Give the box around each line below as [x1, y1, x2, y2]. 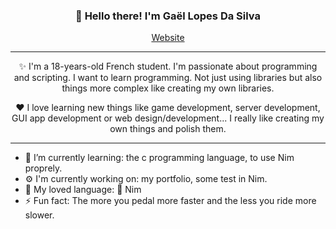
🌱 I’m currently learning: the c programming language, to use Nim [24, 152, 295, 164]
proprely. [24, 162, 63, 174]
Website [151, 32, 185, 44]
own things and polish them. [109, 123, 227, 135]
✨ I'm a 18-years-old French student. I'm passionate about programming [18, 60, 318, 73]
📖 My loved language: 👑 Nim [24, 184, 142, 196]
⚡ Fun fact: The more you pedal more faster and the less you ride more [24, 195, 317, 207]
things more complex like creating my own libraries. [61, 82, 275, 94]
